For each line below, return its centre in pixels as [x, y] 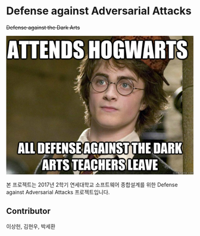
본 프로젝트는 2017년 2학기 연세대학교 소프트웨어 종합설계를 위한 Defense [92, 184]
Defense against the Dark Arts [43, 27]
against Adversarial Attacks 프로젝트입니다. [58, 192]
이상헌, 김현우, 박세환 [31, 226]
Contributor [28, 211]
